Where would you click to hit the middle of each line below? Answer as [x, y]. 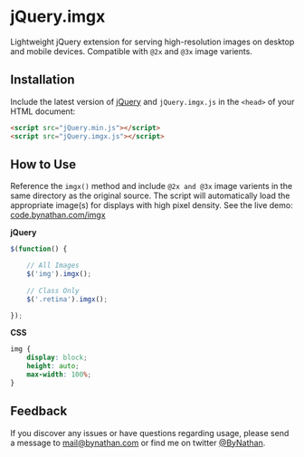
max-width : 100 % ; [59, 375]
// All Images [53, 266]
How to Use [43, 164]
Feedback [39, 411]
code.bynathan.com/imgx [58, 215]
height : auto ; [53, 367]
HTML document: [43, 111]
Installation [43, 80]
